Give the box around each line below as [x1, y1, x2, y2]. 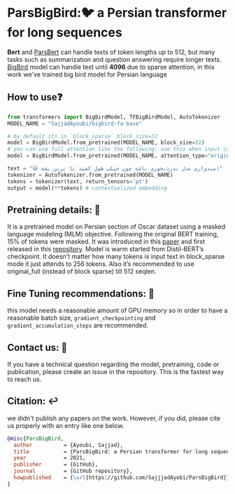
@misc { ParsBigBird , [7, 435, 64, 442]
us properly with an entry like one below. [7, 421, 124, 429]
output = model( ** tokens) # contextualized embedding [7, 185, 168, 192]
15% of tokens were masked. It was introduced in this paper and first [7, 237, 205, 246]
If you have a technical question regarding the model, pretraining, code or [7, 360, 220, 368]
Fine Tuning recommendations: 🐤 [7, 288, 155, 300]
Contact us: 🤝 [7, 341, 68, 354]
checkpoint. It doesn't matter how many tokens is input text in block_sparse [7, 253, 225, 261]
